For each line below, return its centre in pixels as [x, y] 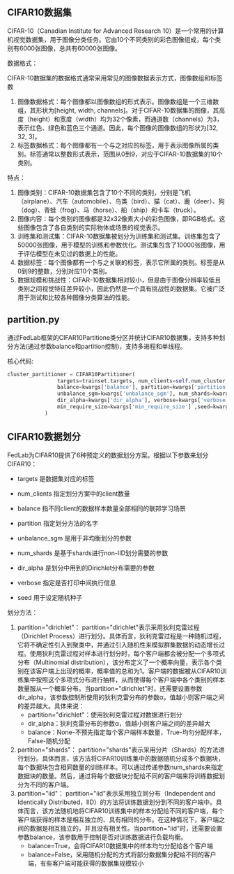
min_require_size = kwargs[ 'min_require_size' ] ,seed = [135, 407]
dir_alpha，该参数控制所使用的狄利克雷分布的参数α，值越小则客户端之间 [121, 697]
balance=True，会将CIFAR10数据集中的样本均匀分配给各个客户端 [120, 845]
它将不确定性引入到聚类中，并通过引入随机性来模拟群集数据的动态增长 [118, 645]
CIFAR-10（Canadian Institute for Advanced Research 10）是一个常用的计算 [116, 31]
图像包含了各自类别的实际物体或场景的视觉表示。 [94, 227]
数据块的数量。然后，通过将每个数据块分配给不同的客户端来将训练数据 [118, 775]
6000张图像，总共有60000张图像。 [70, 48]
